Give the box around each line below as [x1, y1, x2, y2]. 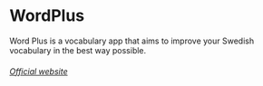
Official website [9, 65, 68, 77]
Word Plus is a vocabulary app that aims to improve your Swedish [9, 35, 255, 46]
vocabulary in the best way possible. [9, 44, 147, 55]
